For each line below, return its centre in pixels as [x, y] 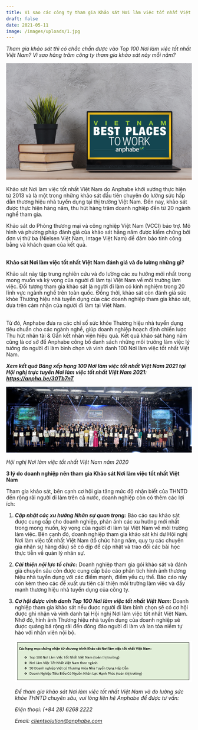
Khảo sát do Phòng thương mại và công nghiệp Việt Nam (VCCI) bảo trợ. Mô [98, 226]
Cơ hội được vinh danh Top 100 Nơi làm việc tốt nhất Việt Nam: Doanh [102, 601]
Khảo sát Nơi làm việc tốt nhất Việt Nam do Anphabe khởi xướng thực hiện [96, 189]
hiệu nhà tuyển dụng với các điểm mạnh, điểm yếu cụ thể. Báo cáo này [101, 577]
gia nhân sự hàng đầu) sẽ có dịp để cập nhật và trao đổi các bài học [97, 547]
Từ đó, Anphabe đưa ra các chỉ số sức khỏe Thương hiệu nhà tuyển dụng [95, 323]
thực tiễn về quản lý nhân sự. [50, 553]
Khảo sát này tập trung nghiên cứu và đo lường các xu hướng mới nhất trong [99, 274]
